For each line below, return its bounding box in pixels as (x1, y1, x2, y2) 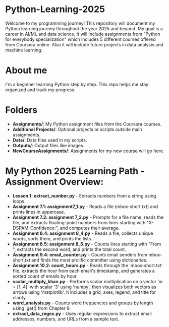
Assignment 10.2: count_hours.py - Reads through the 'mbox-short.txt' (12, 262, 163, 268)
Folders (5, 104, 38, 116)
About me (5, 64, 47, 76)
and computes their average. (60, 225, 120, 231)
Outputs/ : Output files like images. (12, 142, 85, 148)
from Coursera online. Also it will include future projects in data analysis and (5, 41, 164, 47)
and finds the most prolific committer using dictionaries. (31, 257, 148, 263)
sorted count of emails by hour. (12, 273, 78, 279)
